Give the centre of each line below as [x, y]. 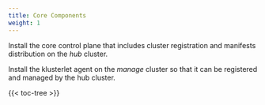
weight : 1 [25, 23]
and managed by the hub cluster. [62, 77]
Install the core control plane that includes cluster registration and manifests [132, 45]
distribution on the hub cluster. [58, 54]
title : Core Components [47, 15]
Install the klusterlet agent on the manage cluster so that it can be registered [133, 69]
